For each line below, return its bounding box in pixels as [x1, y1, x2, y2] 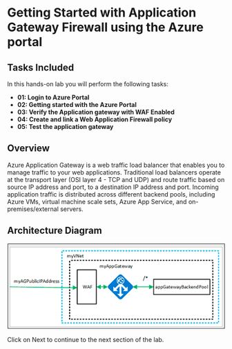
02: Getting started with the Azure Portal [17, 101, 137, 108]
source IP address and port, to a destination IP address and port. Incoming [7, 183, 219, 191]
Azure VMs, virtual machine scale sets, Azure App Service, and [7, 197, 187, 206]
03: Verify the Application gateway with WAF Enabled [17, 108, 175, 116]
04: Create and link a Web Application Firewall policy [17, 115, 173, 123]
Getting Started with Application [7, 5, 197, 21]
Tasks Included [7, 61, 75, 73]
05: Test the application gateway [17, 123, 114, 130]
